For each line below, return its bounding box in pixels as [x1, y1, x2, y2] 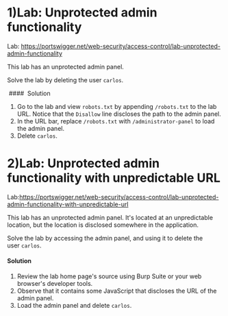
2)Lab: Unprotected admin [7, 156, 160, 171]
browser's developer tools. [16, 280, 93, 288]
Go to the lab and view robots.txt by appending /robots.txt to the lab [16, 102, 217, 110]
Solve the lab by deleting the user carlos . [7, 75, 124, 84]
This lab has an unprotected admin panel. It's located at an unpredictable [7, 213, 214, 221]
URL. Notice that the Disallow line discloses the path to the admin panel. [16, 110, 221, 118]
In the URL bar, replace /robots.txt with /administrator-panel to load [16, 117, 215, 125]
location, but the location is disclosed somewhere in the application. [7, 221, 199, 229]
